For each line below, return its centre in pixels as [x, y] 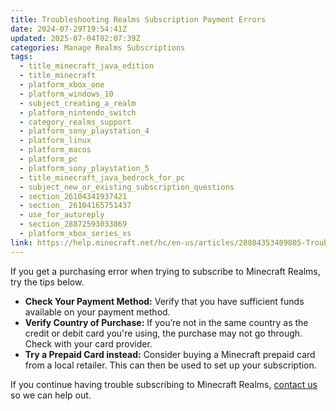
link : [21, 242]
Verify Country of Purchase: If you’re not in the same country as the [166, 322]
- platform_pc [48, 159]
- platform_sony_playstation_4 [84, 131]
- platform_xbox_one [62, 85]
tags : [21, 57]
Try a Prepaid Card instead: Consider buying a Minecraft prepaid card [170, 354]
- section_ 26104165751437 [75, 206]
